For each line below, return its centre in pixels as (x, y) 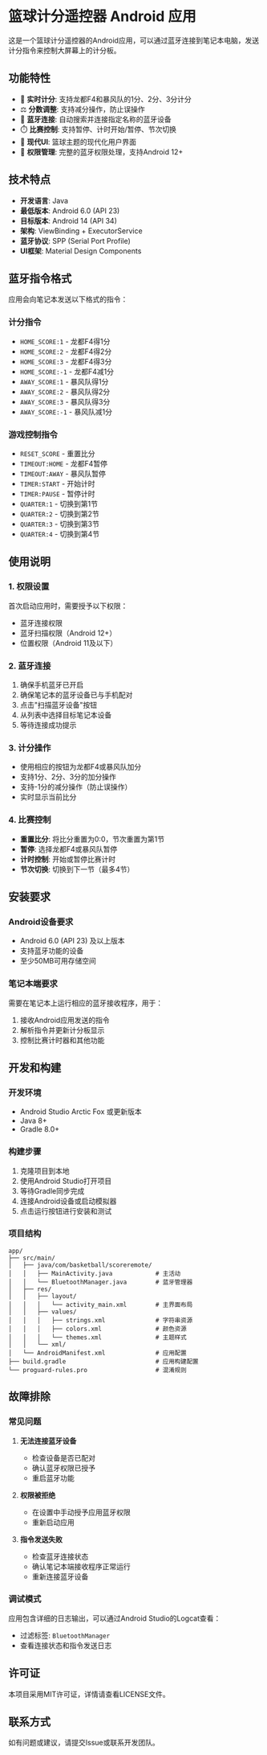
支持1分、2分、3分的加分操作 (68, 777)
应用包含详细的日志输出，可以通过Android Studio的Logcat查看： (115, 1618)
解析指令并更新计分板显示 (62, 1030)
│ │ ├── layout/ (43, 1296)
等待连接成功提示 (48, 725)
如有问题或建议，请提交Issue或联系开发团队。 (84, 1743)
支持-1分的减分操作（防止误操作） (76, 787)
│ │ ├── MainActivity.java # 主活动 (95, 1273)
